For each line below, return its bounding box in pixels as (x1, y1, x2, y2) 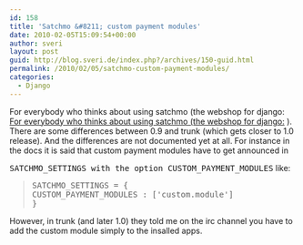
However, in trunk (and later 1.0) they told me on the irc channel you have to (9, 215, 293, 226)
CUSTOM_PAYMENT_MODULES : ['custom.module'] (31, 189, 234, 199)
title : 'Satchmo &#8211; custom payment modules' (9, 22, 202, 31)
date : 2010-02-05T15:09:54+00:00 (9, 30, 136, 39)
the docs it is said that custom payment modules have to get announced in (9, 145, 289, 156)
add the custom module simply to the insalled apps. (9, 225, 203, 236)
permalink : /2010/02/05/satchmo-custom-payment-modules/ (9, 65, 230, 74)
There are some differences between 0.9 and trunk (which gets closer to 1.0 (9, 125, 294, 137)
